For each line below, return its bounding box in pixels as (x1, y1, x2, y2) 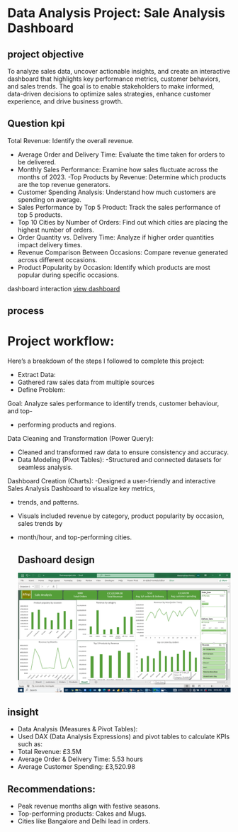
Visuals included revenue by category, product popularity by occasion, (17, 512, 225, 520)
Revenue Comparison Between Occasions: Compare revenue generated (17, 248, 228, 257)
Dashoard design (17, 553, 96, 566)
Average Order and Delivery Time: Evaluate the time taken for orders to (17, 150, 225, 159)
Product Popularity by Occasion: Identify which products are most (17, 263, 210, 271)
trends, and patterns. (17, 498, 79, 507)
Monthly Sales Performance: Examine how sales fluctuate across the (17, 165, 218, 174)
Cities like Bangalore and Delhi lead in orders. (17, 817, 151, 826)
